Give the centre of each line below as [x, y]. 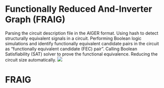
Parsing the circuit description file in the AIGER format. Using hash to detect [82, 33]
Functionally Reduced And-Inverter [79, 9]
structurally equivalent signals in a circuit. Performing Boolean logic [73, 38]
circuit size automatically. [31, 59]
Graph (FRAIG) [35, 19]
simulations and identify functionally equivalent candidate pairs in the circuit [82, 43]
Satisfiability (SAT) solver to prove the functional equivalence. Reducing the [82, 54]
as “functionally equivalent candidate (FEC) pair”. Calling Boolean [71, 49]
